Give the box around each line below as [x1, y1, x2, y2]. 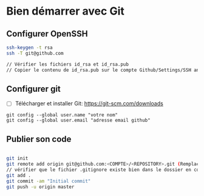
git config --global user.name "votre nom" [6, 112, 118, 118]
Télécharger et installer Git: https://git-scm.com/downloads [15, 100, 164, 107]
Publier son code [6, 134, 72, 144]
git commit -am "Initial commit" [6, 178, 91, 184]
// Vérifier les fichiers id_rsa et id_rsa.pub [6, 61, 129, 68]
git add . [6, 172, 32, 178]
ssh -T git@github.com [6, 50, 64, 56]
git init [6, 155, 29, 162]
